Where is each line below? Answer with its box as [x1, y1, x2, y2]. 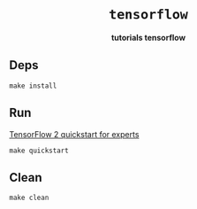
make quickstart [9, 146, 69, 155]
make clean [9, 193, 49, 203]
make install [9, 81, 57, 90]
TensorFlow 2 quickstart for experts [9, 128, 140, 139]
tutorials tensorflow [110, 32, 186, 43]
